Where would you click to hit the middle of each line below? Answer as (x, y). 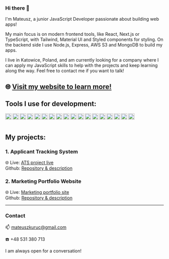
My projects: (26, 137)
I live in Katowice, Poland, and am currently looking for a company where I (82, 60)
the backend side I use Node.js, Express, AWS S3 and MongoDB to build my (84, 45)
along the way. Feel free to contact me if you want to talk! (65, 71)
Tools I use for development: (51, 104)
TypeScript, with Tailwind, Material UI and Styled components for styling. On (84, 39)
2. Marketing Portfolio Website (43, 181)
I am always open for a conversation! (44, 251)
